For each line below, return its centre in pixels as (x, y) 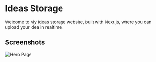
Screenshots (25, 43)
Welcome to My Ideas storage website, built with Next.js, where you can (78, 22)
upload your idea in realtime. (34, 27)
